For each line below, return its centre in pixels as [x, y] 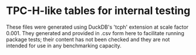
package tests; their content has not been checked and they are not [88, 39]
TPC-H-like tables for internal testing [98, 11]
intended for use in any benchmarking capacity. [64, 46]
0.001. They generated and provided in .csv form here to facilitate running [95, 33]
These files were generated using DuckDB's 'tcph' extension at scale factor [97, 27]
